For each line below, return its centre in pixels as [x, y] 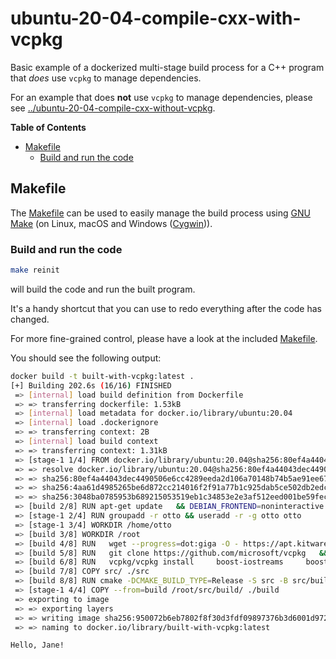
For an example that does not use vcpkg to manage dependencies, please [161, 97]
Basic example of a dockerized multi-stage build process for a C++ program [167, 67]
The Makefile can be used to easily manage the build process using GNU [160, 213]
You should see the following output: [86, 358]
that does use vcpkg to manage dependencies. [106, 78]
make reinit [35, 270]
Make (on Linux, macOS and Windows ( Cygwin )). [111, 223]
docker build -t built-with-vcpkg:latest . [102, 376]
